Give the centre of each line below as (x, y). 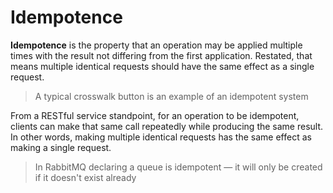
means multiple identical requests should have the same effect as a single (162, 66)
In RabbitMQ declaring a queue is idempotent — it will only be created (178, 167)
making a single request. (61, 147)
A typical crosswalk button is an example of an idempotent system (171, 96)
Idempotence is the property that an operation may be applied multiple (156, 45)
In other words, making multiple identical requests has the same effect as (161, 137)
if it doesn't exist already (85, 177)
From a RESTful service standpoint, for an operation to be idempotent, (155, 115)
